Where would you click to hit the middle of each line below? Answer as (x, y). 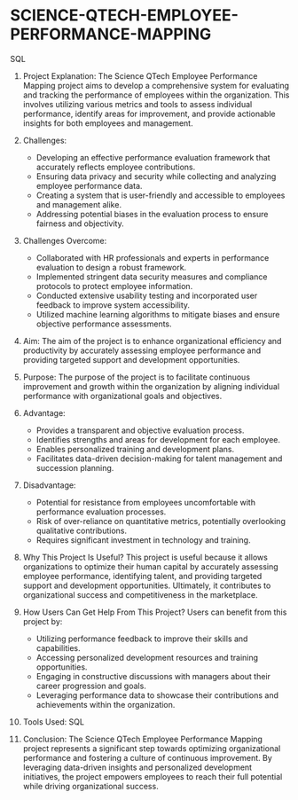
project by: (43, 621)
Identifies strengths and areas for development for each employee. (158, 439)
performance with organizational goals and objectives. (122, 396)
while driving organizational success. (90, 786)
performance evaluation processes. (101, 512)
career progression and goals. (91, 686)
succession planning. (75, 467)
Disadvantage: (49, 485)
